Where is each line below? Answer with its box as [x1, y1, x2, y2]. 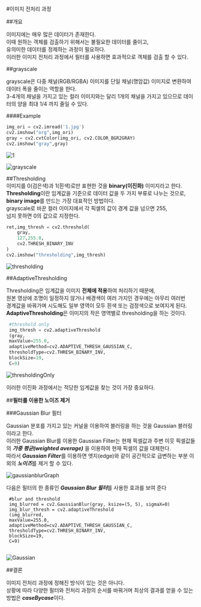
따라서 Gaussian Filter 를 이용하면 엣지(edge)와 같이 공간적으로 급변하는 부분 [6, 452, 188, 459]
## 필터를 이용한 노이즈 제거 [6, 396, 70, 404]
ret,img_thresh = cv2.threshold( [6, 224, 90, 230]
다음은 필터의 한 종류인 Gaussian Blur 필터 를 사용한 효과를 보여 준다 [6, 484, 167, 491]
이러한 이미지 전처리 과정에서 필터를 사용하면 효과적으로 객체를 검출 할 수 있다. [6, 53, 189, 60]
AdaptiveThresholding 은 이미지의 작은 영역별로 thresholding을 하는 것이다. [6, 309, 187, 317]
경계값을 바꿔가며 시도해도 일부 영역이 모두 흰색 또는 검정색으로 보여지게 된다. [6, 302, 187, 309]
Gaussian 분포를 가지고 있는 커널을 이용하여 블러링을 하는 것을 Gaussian [6, 422, 177, 429]
